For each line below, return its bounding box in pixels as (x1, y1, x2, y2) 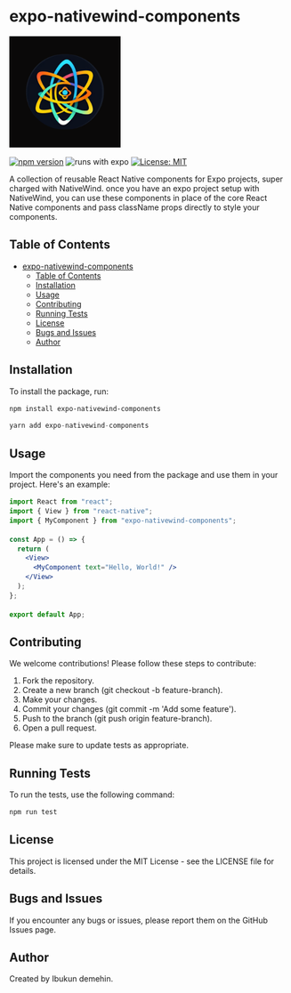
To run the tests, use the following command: (9, 789, 175, 800)
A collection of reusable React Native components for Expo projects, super (9, 174, 283, 184)
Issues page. (9, 924, 56, 935)
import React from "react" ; (9, 497, 114, 506)
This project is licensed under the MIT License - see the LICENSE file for (9, 856, 274, 867)
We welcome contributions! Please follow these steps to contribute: (9, 658, 256, 669)
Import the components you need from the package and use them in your (9, 470, 279, 480)
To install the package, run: (9, 385, 109, 397)
